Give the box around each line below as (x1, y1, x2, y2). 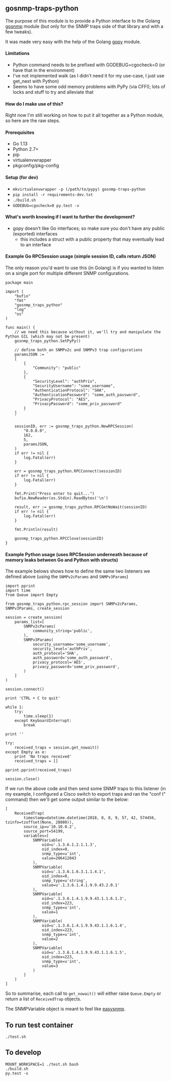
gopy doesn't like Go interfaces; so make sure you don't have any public (12, 225, 165, 231)
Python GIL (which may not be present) (5, 334, 90, 339)
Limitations (5, 50, 30, 56)
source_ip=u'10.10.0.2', (23, 824, 77, 830)
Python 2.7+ (12, 146, 39, 152)
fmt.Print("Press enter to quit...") (14, 491, 95, 497)
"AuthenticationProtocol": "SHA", (32, 388, 106, 393)
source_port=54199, (23, 829, 65, 834)
